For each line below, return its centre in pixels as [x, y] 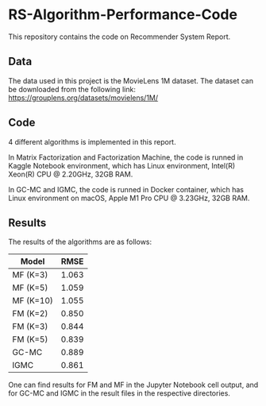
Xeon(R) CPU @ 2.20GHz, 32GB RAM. [71, 174]
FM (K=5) [30, 339]
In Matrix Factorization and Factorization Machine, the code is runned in [126, 157]
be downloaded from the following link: [72, 89]
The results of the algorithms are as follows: [80, 242]
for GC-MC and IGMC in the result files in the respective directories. [119, 393]
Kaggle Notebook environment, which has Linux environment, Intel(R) [122, 165]
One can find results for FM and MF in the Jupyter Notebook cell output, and [133, 385]
